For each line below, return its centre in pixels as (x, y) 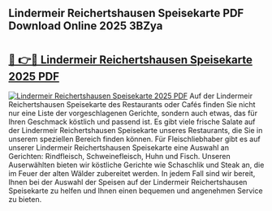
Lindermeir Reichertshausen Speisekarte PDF (126, 13)
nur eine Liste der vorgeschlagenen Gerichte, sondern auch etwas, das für (133, 113)
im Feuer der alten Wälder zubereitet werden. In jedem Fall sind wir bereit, (132, 173)
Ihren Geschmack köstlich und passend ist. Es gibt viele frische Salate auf (132, 122)
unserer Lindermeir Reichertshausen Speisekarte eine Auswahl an (119, 148)
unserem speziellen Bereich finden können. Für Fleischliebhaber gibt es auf (135, 139)
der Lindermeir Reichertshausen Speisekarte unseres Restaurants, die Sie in (136, 130)
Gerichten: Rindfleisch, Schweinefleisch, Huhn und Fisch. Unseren (119, 156)
